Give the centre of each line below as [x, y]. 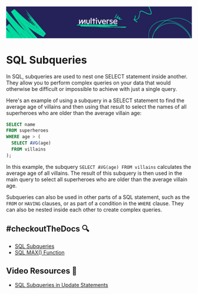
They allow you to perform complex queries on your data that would [88, 83]
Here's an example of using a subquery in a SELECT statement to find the [95, 100]
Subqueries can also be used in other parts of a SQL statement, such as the [98, 197]
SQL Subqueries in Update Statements [61, 285]
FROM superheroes [27, 130]
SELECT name [21, 125]
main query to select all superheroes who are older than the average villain [97, 179]
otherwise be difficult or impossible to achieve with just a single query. [92, 89]
